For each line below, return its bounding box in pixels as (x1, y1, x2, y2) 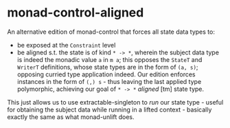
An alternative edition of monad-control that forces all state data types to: (7, 28, 215, 36)
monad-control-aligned (7, 5, 144, 21)
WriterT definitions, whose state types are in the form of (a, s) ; (16, 63, 198, 71)
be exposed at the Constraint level (16, 41, 116, 49)
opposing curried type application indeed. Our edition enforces (16, 70, 196, 78)
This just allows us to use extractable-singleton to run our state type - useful (7, 98, 224, 106)
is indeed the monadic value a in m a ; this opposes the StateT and (16, 55, 203, 63)
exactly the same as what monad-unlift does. (7, 112, 135, 121)
